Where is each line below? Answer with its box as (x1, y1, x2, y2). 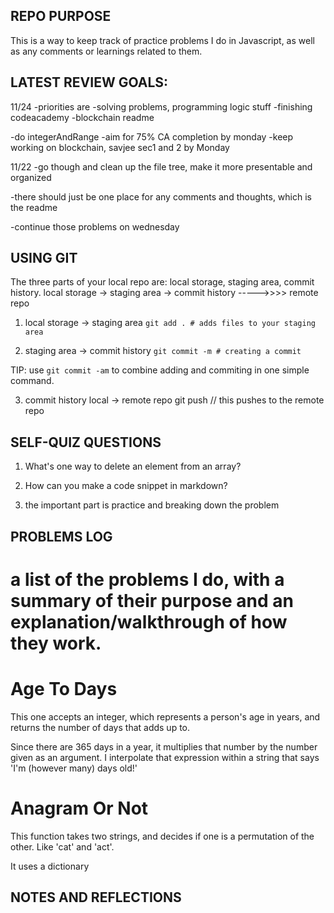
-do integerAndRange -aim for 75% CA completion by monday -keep (10, 130, 294, 143)
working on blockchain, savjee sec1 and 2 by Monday (10, 141, 230, 153)
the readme (10, 201, 58, 213)
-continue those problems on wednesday (10, 220, 180, 233)
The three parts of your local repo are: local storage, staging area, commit (10, 276, 315, 288)
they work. (10, 632, 102, 654)
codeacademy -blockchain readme (10, 111, 155, 123)
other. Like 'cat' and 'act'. (10, 840, 115, 853)
